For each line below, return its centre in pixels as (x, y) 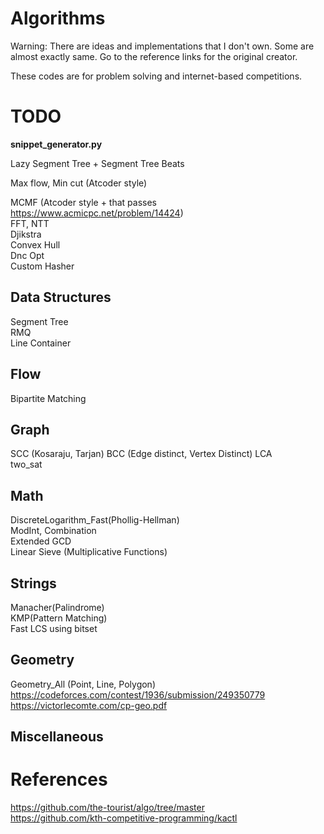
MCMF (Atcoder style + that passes (84, 202)
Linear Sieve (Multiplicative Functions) (89, 552)
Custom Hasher (42, 266)
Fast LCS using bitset (54, 628)
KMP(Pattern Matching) (59, 618)
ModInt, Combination (53, 531)
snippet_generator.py (56, 144)
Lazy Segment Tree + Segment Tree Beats (97, 163)
